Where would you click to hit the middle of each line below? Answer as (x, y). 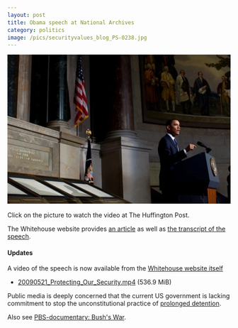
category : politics (36, 30)
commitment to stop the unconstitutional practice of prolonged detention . (114, 304)
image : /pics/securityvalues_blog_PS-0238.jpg (77, 38)
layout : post (27, 15)
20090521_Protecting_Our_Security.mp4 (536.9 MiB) (95, 282)
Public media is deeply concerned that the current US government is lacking (119, 296)
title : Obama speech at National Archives (71, 22)
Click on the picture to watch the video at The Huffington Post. (98, 215)
